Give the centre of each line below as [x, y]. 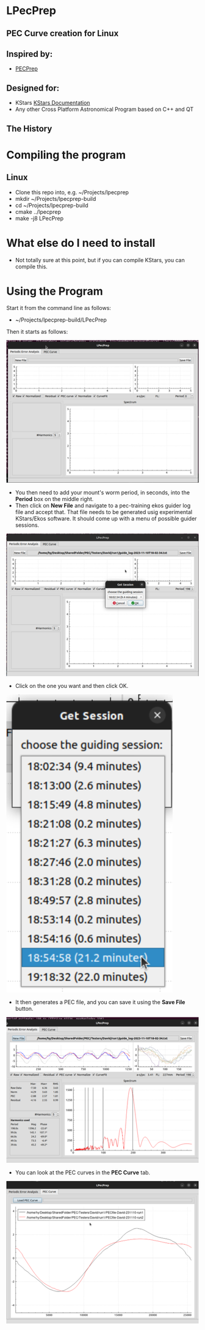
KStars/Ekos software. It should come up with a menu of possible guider [106, 519]
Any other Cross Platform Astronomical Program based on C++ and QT [104, 109]
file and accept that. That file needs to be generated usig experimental [104, 512]
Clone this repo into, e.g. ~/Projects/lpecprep [72, 192]
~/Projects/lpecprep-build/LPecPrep [61, 320]
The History [29, 128]
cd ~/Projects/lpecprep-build [52, 205]
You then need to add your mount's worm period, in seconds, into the [103, 493]
